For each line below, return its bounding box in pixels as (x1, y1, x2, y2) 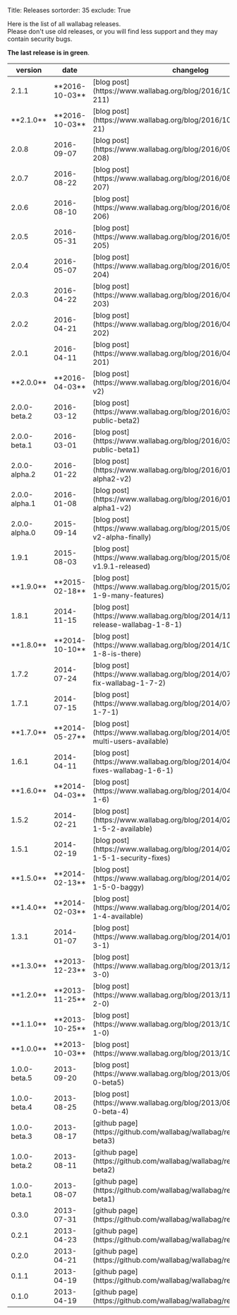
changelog (171, 65, 209, 75)
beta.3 (11, 1131, 33, 1141)
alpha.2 (11, 469, 36, 479)
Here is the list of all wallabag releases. (7, 20, 121, 28)
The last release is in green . (7, 49, 90, 57)
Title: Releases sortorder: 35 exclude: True (7, 6, 131, 14)
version (16, 65, 42, 75)
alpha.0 (11, 528, 36, 537)
